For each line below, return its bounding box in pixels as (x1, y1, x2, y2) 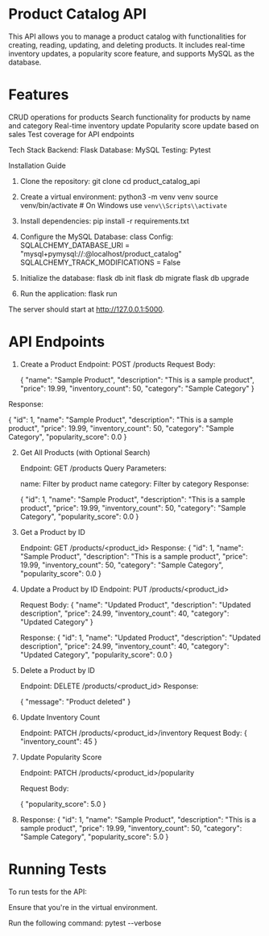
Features (8, 86, 69, 104)
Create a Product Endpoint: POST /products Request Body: (19, 359, 216, 369)
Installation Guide (8, 161, 66, 170)
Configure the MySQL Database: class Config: (19, 232, 173, 241)
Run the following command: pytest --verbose (8, 917, 162, 928)
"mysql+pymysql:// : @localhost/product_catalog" (19, 249, 183, 258)
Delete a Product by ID (19, 665, 95, 675)
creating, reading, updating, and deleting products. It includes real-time (8, 40, 246, 49)
